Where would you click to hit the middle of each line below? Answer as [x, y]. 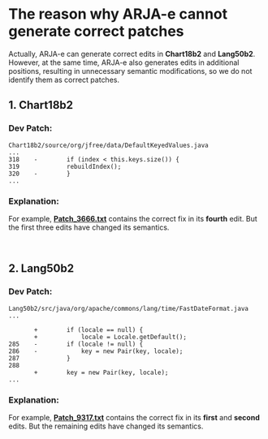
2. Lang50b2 [41, 269]
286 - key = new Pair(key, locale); [96, 351]
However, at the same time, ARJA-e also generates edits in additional [124, 62]
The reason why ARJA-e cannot [118, 14]
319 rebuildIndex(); [65, 166]
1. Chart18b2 [41, 105]
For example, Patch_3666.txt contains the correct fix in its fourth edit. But [133, 218]
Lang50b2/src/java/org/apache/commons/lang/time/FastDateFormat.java [129, 308]
